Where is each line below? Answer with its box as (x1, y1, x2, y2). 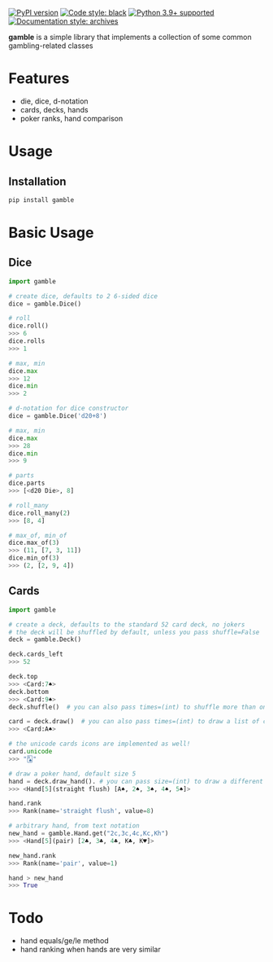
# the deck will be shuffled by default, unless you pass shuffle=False (8, 628, 260, 636)
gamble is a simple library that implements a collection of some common (8, 33, 252, 42)
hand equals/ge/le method (19, 936, 109, 946)
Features (8, 69, 70, 88)
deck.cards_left (8, 650, 63, 659)
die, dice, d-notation (19, 96, 89, 106)
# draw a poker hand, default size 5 (8, 770, 136, 778)
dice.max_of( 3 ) (8, 538, 60, 547)
